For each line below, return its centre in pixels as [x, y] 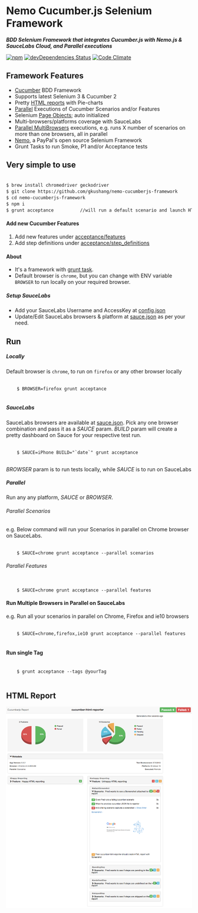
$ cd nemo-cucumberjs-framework [46, 198]
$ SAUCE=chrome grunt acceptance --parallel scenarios [85, 553]
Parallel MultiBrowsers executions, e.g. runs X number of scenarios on [100, 127]
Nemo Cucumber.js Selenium [79, 11]
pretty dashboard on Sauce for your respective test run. [74, 435]
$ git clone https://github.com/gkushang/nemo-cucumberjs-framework [92, 192]
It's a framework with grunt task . [54, 270]
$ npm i [16, 204]
